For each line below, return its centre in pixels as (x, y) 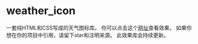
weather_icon (41, 11)
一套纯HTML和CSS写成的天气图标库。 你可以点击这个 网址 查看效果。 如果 (97, 28)
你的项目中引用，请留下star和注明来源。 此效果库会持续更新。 (93, 35)
